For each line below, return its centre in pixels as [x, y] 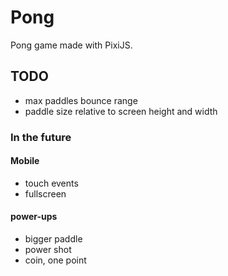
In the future [41, 137]
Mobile [25, 161]
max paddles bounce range [81, 100]
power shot [48, 250]
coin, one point [55, 260]
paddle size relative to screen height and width [121, 111]
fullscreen [45, 193]
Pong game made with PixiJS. [71, 45]
